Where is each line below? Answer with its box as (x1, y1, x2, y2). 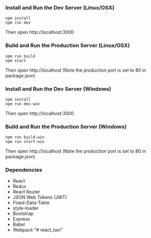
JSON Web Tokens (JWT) (12, 194, 68, 201)
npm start (5, 58, 27, 63)
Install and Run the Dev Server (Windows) (5, 85, 112, 92)
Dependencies (5, 166, 42, 174)
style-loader (12, 205, 39, 211)
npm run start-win (5, 139, 45, 144)
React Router (12, 189, 40, 195)
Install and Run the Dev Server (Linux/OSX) (5, 4, 115, 11)
